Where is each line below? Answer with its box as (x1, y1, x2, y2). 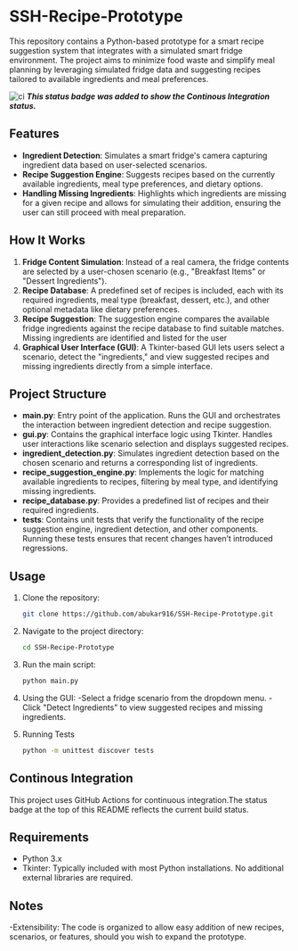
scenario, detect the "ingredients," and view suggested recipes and (21, 351, 270, 362)
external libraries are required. (21, 872, 133, 883)
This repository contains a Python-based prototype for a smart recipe (9, 36, 264, 46)
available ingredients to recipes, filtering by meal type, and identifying (21, 476, 278, 487)
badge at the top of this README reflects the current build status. (9, 804, 249, 815)
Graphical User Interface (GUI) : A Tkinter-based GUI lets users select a (21, 342, 285, 352)
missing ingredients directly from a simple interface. (21, 360, 213, 371)
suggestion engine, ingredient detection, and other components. (21, 524, 259, 534)
